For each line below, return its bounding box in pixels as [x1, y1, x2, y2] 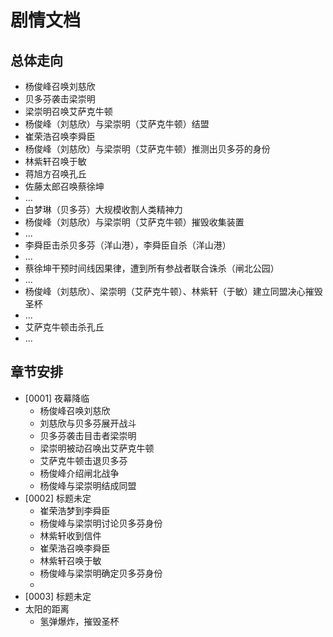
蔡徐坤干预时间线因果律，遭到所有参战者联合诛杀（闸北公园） [24, 262, 280, 274]
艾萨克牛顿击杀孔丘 [24, 321, 105, 333]
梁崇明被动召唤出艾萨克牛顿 [39, 442, 155, 454]
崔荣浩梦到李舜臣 [39, 504, 111, 516]
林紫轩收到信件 [39, 529, 102, 541]
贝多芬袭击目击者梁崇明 [39, 429, 137, 441]
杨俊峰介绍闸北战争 [39, 467, 120, 479]
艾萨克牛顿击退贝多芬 [39, 454, 128, 466]
